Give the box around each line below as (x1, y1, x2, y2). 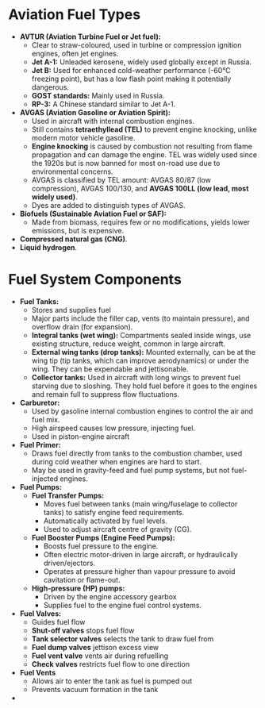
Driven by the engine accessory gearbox (43, 591, 177, 601)
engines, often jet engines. (31, 48, 119, 58)
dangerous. (31, 82, 70, 92)
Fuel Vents (19, 668, 56, 677)
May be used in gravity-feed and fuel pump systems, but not (31, 465, 230, 475)
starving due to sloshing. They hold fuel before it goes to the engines (31, 381, 258, 391)
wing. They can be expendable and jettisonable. (31, 364, 189, 374)
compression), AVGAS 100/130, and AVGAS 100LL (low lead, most (31, 183, 249, 193)
